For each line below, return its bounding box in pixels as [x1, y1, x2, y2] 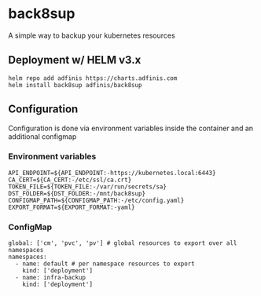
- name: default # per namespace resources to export [15, 260, 195, 268]
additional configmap [8, 131, 77, 141]
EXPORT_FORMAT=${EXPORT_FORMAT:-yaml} [8, 203, 135, 211]
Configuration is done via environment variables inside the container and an [8, 123, 254, 133]
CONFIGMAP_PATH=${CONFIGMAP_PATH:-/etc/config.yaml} [8, 196, 185, 204]
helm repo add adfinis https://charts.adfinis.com [8, 74, 178, 82]
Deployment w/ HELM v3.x [8, 53, 142, 67]
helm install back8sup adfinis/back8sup [8, 81, 143, 89]
